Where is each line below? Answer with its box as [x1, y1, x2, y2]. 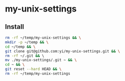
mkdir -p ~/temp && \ [5, 40, 49, 44]
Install [5, 23, 24, 31]
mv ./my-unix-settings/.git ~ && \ [5, 58, 77, 63]
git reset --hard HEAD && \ [5, 67, 62, 72]
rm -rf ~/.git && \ [5, 53, 45, 58]
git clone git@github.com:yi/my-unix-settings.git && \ [5, 49, 120, 54]
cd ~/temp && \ [5, 44, 36, 49]
